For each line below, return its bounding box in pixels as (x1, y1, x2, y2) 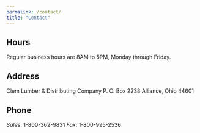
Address (6, 71, 40, 81)
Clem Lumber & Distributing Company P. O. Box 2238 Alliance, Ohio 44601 (6, 87, 194, 95)
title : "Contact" (6, 15, 51, 21)
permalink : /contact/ (6, 9, 62, 15)
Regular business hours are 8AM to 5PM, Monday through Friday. (6, 53, 171, 61)
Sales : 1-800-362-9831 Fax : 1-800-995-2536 (6, 121, 121, 128)
